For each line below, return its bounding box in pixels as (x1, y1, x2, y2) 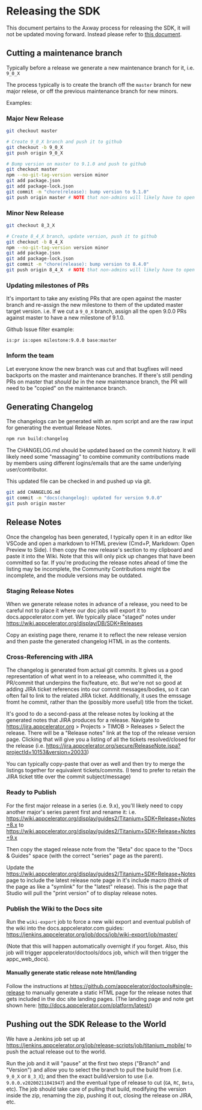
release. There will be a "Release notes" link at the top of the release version (6, 730, 196, 737)
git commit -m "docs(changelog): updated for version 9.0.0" (6, 495, 163, 501)
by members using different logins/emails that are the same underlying (6, 459, 182, 467)
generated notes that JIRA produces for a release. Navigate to (6, 716, 160, 724)
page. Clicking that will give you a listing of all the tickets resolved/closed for (6, 736, 196, 743)
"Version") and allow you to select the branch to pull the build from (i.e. (6, 1066, 182, 1073)
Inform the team (6, 352, 54, 360)
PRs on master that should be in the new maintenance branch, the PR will (6, 378, 188, 385)
